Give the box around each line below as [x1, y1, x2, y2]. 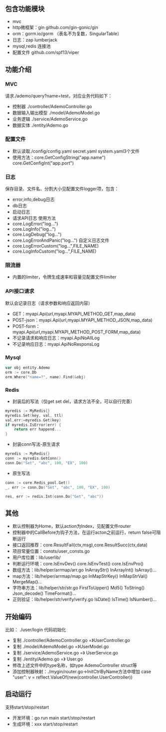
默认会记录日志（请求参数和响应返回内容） [5, 300, 93, 306]
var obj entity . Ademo [5, 365, 50, 370]
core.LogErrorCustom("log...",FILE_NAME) [12, 243, 99, 249]
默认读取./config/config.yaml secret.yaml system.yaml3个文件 [12, 148, 140, 154]
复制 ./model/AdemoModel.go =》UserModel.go [12, 643, 109, 649]
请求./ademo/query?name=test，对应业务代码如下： [5, 93, 113, 99]
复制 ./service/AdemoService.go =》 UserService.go [12, 650, 118, 656]
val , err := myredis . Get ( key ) [5, 417, 61, 423]
